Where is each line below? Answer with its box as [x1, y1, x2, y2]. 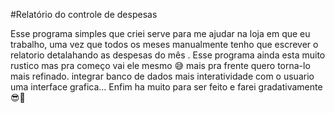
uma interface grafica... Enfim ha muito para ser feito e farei [10, 81, 257, 93]
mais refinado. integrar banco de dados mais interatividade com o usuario [10, 70, 315, 82]
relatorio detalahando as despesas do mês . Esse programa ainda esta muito [10, 49, 326, 61]
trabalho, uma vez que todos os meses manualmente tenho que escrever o [10, 39, 319, 50]
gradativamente [258, 81, 323, 93]
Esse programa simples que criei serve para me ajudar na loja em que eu [10, 28, 311, 39]
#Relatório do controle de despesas [10, 9, 158, 20]
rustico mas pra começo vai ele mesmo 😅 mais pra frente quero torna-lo [10, 60, 311, 71]
